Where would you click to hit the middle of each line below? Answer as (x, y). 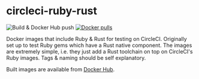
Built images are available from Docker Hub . (61, 69)
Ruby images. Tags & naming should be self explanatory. (76, 58)
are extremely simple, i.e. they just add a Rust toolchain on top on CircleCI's (99, 51)
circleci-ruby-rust (52, 11)
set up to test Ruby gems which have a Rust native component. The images (99, 45)
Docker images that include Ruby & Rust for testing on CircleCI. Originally (97, 39)
